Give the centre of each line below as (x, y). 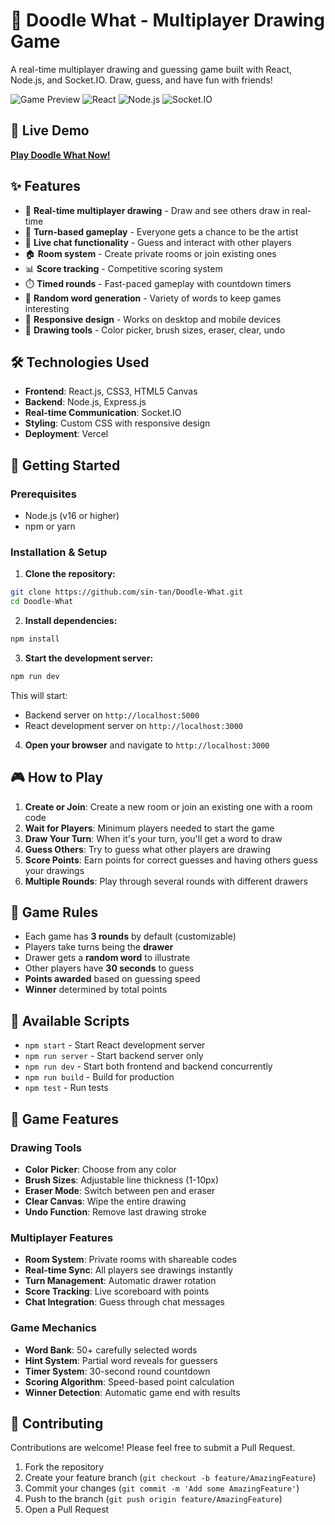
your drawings (54, 870)
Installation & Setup (59, 552)
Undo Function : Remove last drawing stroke (115, 1211)
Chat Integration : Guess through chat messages (124, 1302)
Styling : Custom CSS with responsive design (117, 423)
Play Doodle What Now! (60, 155)
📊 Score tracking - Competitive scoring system (123, 268)
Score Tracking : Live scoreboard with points (117, 1291)
